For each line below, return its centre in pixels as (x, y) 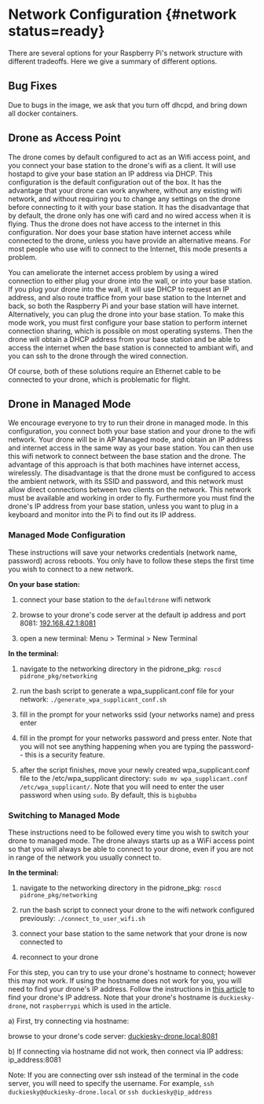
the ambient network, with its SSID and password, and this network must (126, 482)
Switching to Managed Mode (64, 815)
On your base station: (44, 584)
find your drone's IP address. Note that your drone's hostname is (113, 997)
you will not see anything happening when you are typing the (118, 746)
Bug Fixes (33, 86)
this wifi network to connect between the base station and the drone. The (127, 457)
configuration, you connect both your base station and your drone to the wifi (132, 431)
